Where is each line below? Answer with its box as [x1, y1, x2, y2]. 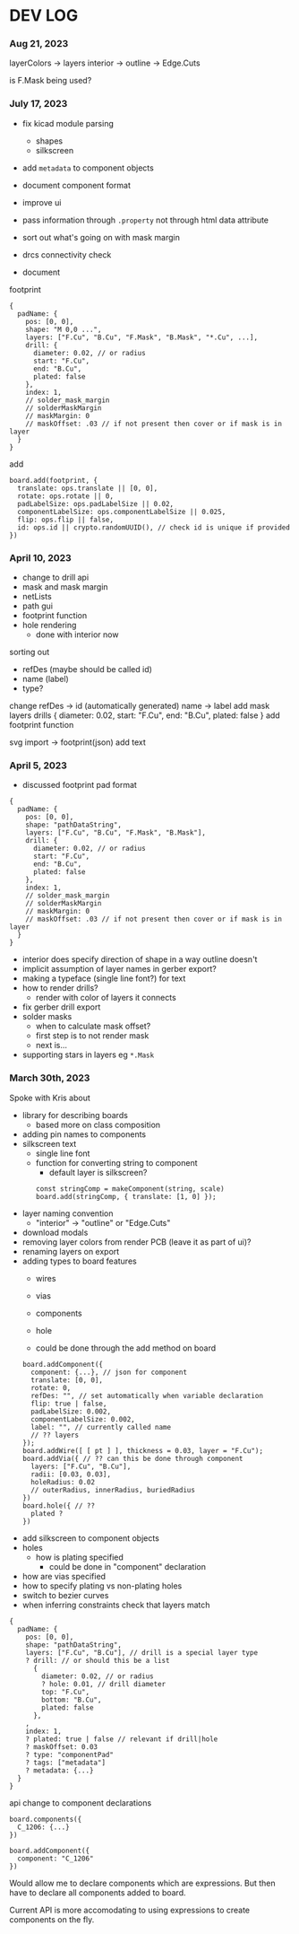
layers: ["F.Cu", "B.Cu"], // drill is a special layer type [25, 1648, 258, 1657]
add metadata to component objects [21, 162, 154, 173]
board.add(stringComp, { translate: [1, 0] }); [35, 1192, 217, 1201]
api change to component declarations [9, 1797, 152, 1808]
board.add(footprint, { [9, 476, 98, 485]
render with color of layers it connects [35, 993, 176, 1003]
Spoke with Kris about [9, 1092, 91, 1103]
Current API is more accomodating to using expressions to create [9, 1904, 251, 1915]
